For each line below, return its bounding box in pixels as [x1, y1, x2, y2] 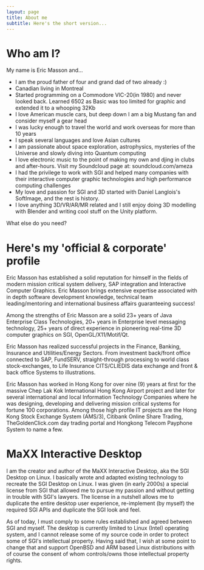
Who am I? [6, 46, 61, 60]
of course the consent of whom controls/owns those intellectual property [6, 551, 189, 558]
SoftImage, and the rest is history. [15, 195, 100, 202]
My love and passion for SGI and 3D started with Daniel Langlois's [15, 188, 181, 195]
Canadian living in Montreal [15, 85, 84, 92]
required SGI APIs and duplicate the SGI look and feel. [6, 506, 141, 513]
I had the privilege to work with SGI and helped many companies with [15, 169, 189, 177]
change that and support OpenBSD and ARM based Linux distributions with [6, 544, 195, 551]
